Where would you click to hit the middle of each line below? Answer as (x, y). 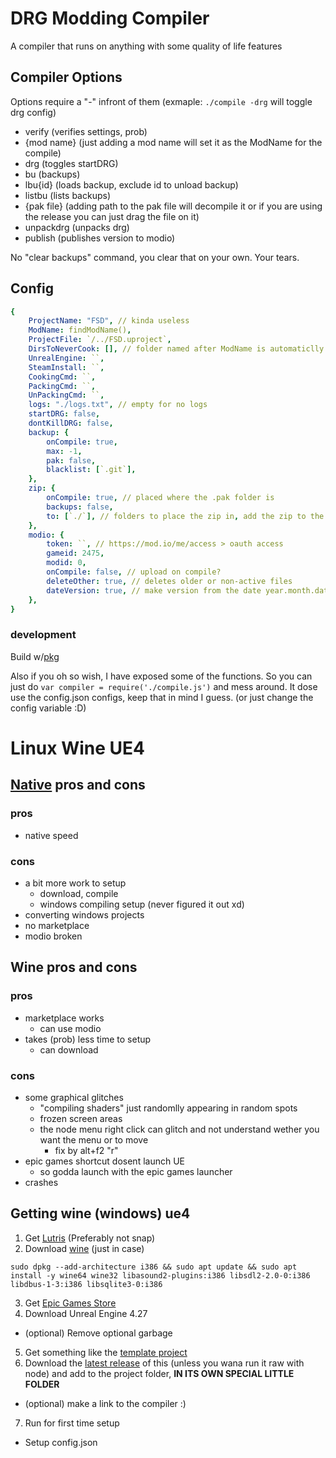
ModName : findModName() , (80, 330)
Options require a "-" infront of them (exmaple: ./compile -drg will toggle (161, 101)
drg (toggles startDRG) (71, 163)
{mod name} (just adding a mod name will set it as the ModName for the (173, 142)
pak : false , (71, 460)
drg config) (33, 112)
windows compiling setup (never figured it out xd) (142, 904)
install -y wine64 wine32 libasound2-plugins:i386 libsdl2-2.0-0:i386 (160, 1275)
